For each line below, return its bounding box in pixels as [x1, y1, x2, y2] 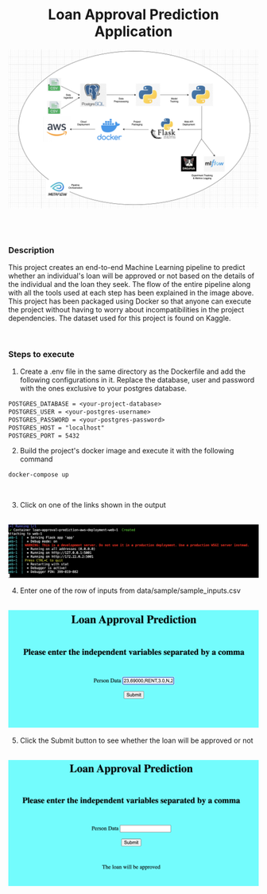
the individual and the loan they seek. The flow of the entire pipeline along [8, 280, 251, 289]
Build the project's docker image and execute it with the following [19, 446, 234, 456]
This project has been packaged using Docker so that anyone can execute [8, 296, 252, 306]
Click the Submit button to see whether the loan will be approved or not [19, 735, 253, 745]
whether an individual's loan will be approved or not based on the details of [8, 271, 255, 280]
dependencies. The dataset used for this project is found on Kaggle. [8, 313, 232, 323]
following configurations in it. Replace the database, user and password [19, 375, 255, 385]
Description [8, 245, 55, 256]
